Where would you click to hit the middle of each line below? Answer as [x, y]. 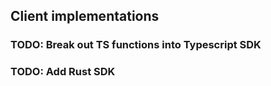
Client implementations [85, 16]
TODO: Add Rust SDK [63, 72]
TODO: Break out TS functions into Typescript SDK [136, 45]
